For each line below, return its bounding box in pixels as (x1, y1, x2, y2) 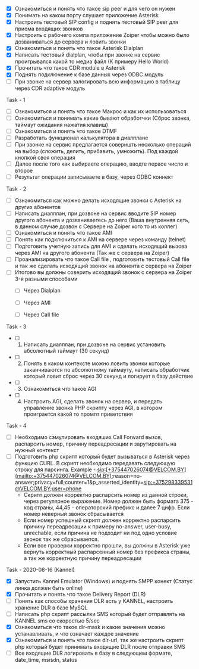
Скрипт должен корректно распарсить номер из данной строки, (23, 491, 188, 498)
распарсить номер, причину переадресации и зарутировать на (14, 440, 177, 447)
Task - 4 (6, 422, 27, 429)
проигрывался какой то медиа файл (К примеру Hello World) (14, 58, 169, 65)
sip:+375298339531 (143, 478, 193, 486)
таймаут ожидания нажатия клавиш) (14, 121, 109, 128)
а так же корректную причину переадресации (23, 554, 142, 562)
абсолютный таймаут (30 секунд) (23, 347, 110, 354)
